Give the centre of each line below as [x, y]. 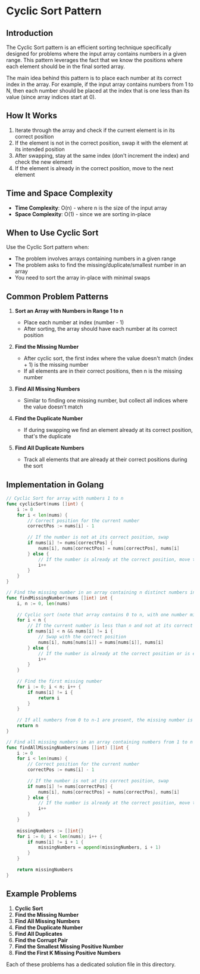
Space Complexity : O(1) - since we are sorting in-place [83, 214]
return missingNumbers [45, 869]
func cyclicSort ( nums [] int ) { [45, 504]
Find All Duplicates [38, 933]
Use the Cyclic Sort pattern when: [48, 247]
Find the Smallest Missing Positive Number [69, 946]
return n [28, 726]
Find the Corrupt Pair [41, 940]
